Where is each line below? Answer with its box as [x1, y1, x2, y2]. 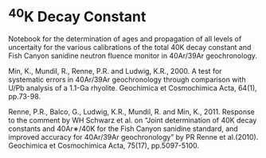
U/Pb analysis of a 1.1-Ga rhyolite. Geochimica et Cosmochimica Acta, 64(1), [8, 83, 257, 93]
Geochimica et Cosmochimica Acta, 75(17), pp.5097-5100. [8, 141, 200, 151]
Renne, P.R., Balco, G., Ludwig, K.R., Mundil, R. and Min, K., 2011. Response [8, 107, 255, 117]
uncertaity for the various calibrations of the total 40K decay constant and [8, 43, 252, 52]
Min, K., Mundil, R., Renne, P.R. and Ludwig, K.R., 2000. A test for [8, 67, 222, 76]
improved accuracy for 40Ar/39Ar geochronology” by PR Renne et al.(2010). [8, 133, 259, 142]
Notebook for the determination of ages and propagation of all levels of [8, 34, 242, 44]
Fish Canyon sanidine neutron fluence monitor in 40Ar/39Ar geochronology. [8, 51, 257, 60]
